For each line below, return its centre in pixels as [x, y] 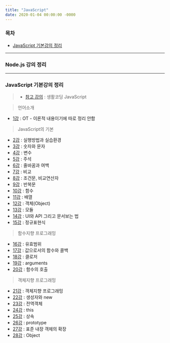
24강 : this [23, 310]
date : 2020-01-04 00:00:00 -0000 [40, 15]
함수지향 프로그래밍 [37, 233]
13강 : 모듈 [23, 210]
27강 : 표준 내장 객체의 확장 [39, 329]
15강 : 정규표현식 [29, 222]
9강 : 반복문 [24, 184]
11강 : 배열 [23, 197]
